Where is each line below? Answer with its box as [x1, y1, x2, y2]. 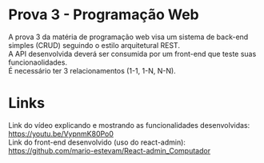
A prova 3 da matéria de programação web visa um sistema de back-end [8, 32, 249, 42]
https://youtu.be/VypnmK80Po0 [8, 129, 114, 138]
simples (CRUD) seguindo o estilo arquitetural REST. [8, 40, 180, 50]
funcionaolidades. [8, 58, 68, 67]
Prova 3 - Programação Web [8, 6, 199, 24]
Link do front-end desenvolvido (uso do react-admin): [8, 137, 186, 147]
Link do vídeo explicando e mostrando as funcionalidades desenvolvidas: [8, 120, 250, 129]
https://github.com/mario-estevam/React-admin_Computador [8, 145, 210, 155]
